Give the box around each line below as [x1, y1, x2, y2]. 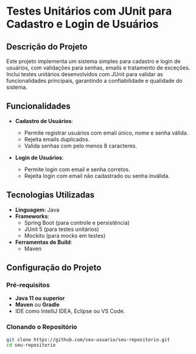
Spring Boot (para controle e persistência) [24, 219, 130, 226]
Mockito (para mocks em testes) [24, 232, 106, 239]
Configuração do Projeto [6, 263, 102, 273]
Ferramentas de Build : [15, 238, 72, 246]
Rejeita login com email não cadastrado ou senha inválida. [24, 172, 170, 179]
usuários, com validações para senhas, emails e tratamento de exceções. [6, 64, 191, 71]
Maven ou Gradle [15, 301, 60, 308]
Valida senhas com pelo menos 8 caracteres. [24, 142, 138, 149]
